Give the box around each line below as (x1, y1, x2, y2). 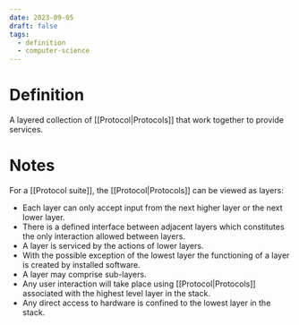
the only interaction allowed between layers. (21, 231, 186, 242)
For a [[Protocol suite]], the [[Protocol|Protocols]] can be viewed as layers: (9, 185, 284, 195)
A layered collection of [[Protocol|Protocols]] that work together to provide (9, 115, 285, 125)
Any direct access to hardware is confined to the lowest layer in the (21, 297, 271, 308)
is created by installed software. (21, 260, 141, 269)
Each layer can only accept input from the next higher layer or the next (21, 202, 283, 213)
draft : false (9, 21, 58, 30)
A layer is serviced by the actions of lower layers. (21, 241, 204, 251)
